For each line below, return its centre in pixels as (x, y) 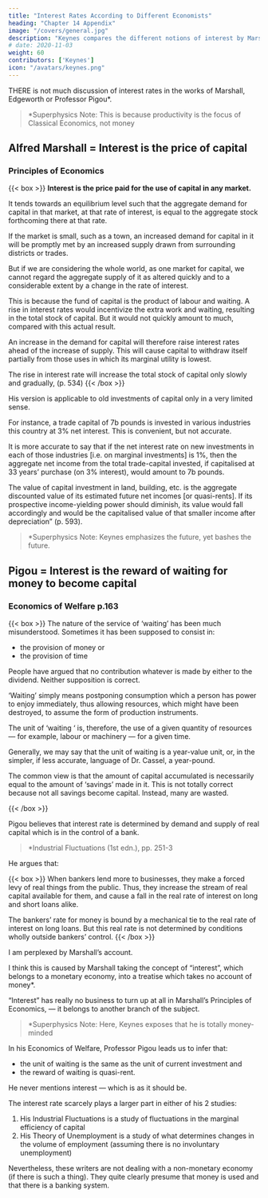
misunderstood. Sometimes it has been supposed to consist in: (112, 632)
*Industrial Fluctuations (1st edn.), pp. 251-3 (100, 848)
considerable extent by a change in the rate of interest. (99, 286)
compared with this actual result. (62, 327)
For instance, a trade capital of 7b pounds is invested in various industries (130, 423)
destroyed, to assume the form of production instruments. (103, 713)
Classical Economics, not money (81, 123)
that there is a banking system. (59, 1185)
